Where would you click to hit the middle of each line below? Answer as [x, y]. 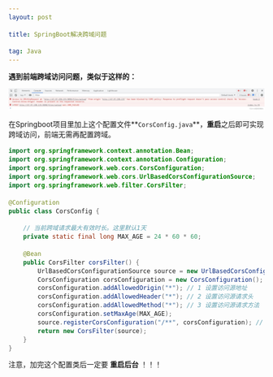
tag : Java [25, 52]
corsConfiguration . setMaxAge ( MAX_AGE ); [105, 314]
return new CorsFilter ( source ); [93, 331]
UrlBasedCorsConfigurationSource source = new [118, 271]
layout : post [30, 17]
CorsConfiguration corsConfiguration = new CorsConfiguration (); [151, 279]
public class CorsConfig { [54, 211]
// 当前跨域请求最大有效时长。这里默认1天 [85, 228]
